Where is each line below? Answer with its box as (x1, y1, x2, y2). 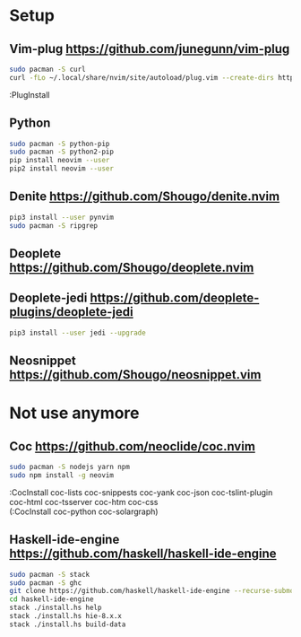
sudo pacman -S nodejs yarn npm (9, 463, 130, 472)
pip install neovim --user (9, 156, 110, 165)
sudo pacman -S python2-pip (9, 147, 115, 157)
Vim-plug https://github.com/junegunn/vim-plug (9, 41, 290, 57)
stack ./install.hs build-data (9, 620, 126, 629)
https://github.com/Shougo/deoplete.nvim (9, 260, 254, 275)
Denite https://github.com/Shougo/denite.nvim (9, 189, 280, 205)
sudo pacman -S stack (9, 570, 90, 579)
